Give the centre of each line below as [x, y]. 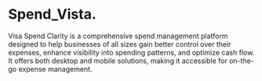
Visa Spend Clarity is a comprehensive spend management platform [118, 36]
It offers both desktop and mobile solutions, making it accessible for [118, 61]
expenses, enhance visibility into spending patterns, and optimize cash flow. [131, 52]
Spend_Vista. [52, 14]
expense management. [55, 69]
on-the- [242, 61]
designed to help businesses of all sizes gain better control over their [120, 44]
